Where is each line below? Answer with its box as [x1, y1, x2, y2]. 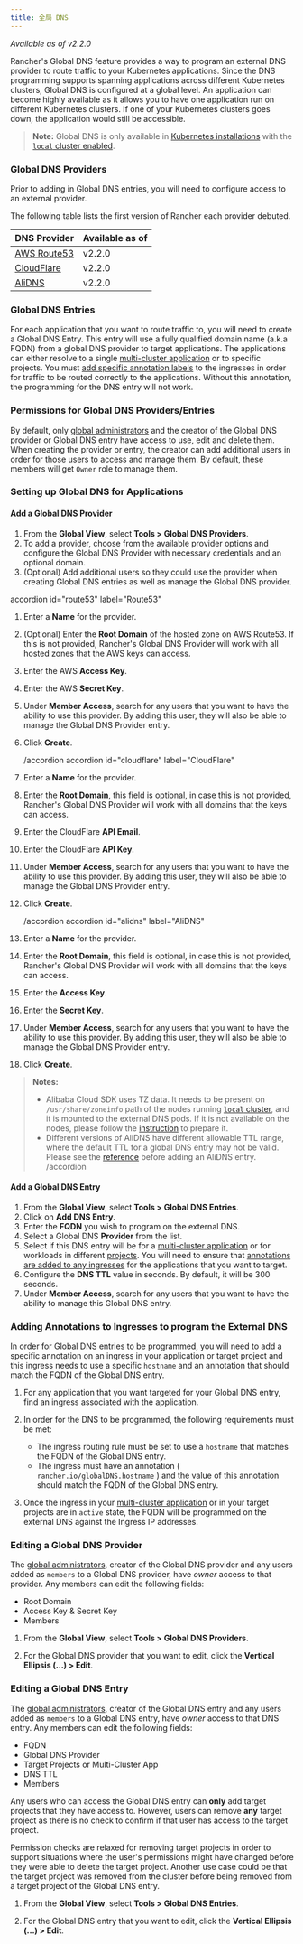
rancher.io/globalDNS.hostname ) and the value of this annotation [36, 1470, 280, 1481]
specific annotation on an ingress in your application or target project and [10, 1351, 283, 1361]
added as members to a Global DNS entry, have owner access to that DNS [10, 1713, 280, 1724]
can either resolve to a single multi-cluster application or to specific [10, 353, 262, 364]
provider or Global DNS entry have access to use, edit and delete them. [10, 435, 275, 445]
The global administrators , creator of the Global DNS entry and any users [10, 1703, 282, 1714]
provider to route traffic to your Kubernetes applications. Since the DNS [10, 65, 276, 76]
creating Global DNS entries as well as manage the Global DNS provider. [23, 575, 292, 587]
